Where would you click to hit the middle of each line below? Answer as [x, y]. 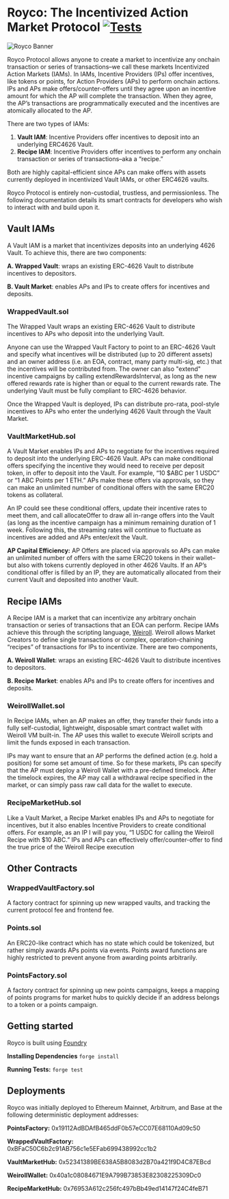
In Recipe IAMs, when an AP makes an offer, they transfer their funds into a [113, 720]
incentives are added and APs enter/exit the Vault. [78, 537]
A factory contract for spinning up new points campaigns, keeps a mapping [113, 990]
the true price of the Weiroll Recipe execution [71, 847]
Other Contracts [42, 869]
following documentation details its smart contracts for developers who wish [115, 199]
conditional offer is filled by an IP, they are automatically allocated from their [114, 572]
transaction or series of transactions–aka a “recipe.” [90, 158]
